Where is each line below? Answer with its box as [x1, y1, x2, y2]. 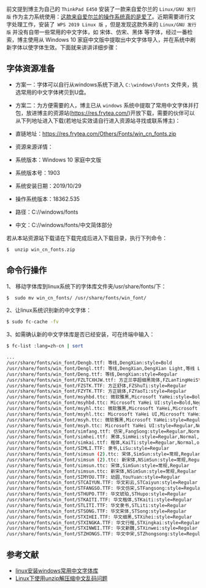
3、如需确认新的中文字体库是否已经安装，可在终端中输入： [6, 331, 155, 338]
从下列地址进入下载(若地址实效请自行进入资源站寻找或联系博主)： [15, 117, 181, 124]
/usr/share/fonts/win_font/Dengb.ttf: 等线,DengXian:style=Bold [6, 360, 172, 366]
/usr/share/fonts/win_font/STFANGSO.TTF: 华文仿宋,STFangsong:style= [6, 485, 184, 492]
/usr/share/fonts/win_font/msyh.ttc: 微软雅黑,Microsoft [6, 417, 151, 423]
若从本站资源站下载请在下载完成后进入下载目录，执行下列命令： [6, 234, 167, 241]
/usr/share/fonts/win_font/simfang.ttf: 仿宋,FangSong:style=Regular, [6, 428, 189, 435]
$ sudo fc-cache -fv [6, 319, 59, 325]
